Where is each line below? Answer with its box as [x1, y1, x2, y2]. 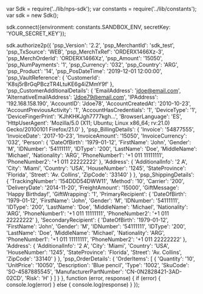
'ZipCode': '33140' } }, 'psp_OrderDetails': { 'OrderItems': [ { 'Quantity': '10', [6, 255, 196, 262]
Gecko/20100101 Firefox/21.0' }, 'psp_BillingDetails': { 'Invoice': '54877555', [6, 126, 195, 133]
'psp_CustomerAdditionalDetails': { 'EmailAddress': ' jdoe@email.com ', [6, 87, 181, 94]
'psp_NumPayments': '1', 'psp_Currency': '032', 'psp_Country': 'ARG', [6, 61, 179, 68]
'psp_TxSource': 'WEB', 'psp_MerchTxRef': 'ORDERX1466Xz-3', [6, 48, 164, 55]
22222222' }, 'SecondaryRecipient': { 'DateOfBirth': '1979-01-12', [6, 216, 169, 223]
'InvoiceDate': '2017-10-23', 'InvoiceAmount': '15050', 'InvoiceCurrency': [6, 132, 187, 139]
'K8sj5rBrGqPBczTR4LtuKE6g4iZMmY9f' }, [6, 80, 114, 88]
